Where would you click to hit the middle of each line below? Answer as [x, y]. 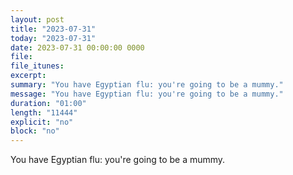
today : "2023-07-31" [53, 38]
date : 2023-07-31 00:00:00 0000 [77, 47]
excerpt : [28, 76]
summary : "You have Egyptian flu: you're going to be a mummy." [147, 85]
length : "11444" [44, 112]
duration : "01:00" [48, 103]
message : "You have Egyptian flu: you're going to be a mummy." [147, 94]
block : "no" [35, 131]
